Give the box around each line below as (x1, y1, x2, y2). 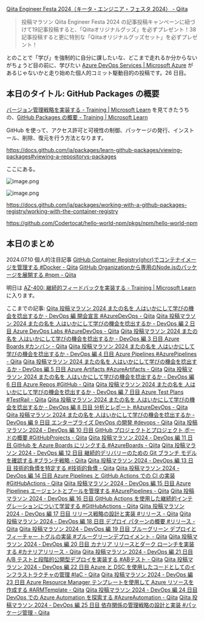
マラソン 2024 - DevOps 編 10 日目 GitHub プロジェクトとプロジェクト (6, 426, 183, 433)
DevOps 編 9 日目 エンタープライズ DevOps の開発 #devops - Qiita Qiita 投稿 (6, 419, 198, 426)
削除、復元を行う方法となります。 (22, 134, 107, 141)
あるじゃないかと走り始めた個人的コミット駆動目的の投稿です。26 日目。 (6, 69, 189, 76)
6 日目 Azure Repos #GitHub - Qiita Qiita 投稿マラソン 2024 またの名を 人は (6, 380, 195, 388)
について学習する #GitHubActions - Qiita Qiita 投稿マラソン (38, 502, 185, 509)
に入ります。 (6, 292, 38, 299)
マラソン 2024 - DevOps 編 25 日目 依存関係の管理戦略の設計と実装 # (11, 601, 186, 609)
